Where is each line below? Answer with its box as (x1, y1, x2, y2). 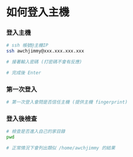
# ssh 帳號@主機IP (6, 43, 49, 49)
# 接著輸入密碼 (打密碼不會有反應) (6, 59, 83, 65)
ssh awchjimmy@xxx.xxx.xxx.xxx (6, 48, 84, 54)
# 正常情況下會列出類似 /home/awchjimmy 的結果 (6, 145, 116, 151)
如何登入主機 (6, 5, 70, 19)
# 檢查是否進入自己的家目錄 (6, 129, 66, 135)
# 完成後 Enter (6, 70, 41, 76)
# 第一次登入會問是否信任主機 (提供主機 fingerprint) (6, 99, 128, 105)
